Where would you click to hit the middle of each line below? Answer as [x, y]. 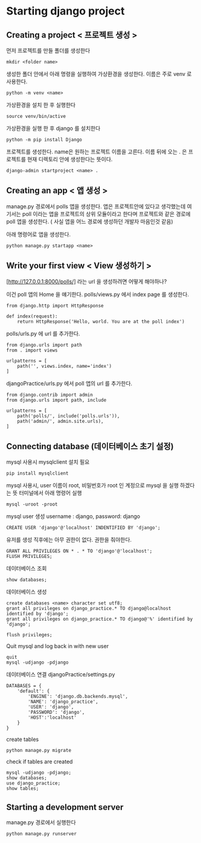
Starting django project [65, 11]
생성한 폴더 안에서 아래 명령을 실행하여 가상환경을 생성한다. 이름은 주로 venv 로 [99, 74]
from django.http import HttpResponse [55, 306]
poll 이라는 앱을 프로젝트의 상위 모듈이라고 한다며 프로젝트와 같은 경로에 [107, 214]
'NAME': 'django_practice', [63, 702]
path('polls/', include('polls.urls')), [69, 416]
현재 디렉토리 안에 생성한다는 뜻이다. [70, 159]
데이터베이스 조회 [27, 568]
